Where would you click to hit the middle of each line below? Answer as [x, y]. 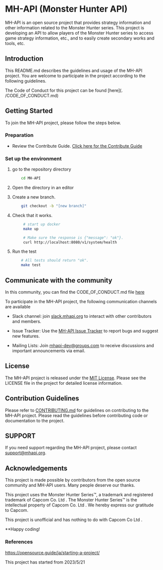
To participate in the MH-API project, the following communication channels [81, 301]
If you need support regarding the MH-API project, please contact [71, 448]
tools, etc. [15, 43]
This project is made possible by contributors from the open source [72, 480]
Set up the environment [33, 158]
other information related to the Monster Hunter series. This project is [75, 27]
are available [18, 307]
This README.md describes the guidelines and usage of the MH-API [74, 70]
